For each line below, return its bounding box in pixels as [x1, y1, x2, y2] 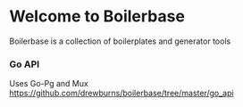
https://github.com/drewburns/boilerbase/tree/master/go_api [9, 87, 234, 99]
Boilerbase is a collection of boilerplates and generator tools [9, 36, 231, 46]
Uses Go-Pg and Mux [9, 78, 89, 89]
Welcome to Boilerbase [9, 6, 186, 27]
